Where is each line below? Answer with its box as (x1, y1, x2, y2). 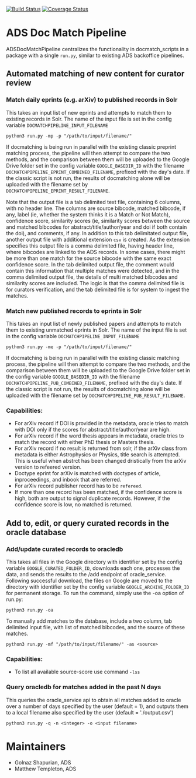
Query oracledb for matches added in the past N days (6, 683, 161, 691)
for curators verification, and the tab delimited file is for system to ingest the (6, 286, 190, 293)
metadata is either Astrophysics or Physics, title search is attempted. (14, 451, 180, 458)
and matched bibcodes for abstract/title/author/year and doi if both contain (6, 223, 187, 231)
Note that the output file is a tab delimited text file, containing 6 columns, (6, 198, 181, 205)
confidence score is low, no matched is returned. (14, 501, 133, 508)
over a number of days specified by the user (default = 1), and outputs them (6, 703, 189, 710)
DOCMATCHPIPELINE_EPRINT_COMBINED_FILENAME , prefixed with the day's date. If (6, 168, 190, 175)
